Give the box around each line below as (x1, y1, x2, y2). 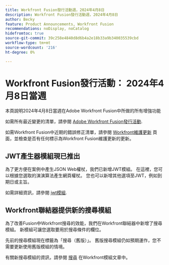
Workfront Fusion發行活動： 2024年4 (5, 77, 164, 89)
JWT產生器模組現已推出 (5, 152, 81, 160)
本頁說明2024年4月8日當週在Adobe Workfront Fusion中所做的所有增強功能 (5, 108, 161, 114)
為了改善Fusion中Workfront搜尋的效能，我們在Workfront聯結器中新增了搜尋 (5, 220, 162, 227)
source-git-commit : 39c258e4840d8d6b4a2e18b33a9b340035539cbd (5, 36, 139, 41)
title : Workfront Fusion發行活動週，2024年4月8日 (5, 7, 105, 13)
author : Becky (5, 17, 35, 22)
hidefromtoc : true (5, 31, 44, 36)
